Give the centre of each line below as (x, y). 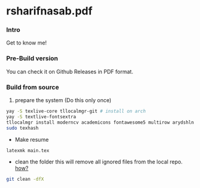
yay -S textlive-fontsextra (41, 117)
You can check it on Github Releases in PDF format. (70, 71)
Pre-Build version (32, 58)
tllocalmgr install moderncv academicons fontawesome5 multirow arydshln (100, 122)
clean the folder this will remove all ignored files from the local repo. (99, 162)
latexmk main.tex (28, 150)
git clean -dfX (25, 179)
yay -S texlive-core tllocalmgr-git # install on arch (76, 111)
